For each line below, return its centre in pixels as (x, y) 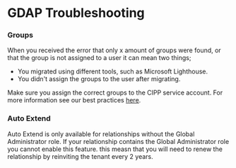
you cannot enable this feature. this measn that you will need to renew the (115, 149)
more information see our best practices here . (74, 100)
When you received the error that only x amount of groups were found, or (114, 50)
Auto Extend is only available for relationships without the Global (101, 134)
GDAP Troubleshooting (76, 13)
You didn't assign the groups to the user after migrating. (99, 79)
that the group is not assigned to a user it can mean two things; (99, 58)
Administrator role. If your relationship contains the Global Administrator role (118, 141)
